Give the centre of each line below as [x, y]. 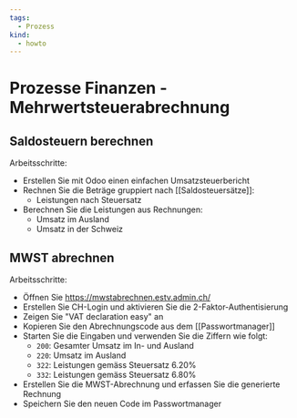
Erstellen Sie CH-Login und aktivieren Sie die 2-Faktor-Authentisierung [155, 307]
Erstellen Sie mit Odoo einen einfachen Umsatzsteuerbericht [136, 181]
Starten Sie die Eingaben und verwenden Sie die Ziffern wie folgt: [145, 336]
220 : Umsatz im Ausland [81, 355]
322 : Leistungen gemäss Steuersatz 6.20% [116, 365]
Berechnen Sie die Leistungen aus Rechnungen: [113, 209]
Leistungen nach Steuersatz [89, 200]
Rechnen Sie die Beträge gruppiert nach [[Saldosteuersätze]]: [138, 190]
